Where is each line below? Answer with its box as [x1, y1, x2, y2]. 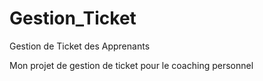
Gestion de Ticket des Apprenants [9, 40, 151, 52]
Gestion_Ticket [9, 7, 137, 30]
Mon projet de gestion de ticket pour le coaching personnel [9, 59, 254, 71]
